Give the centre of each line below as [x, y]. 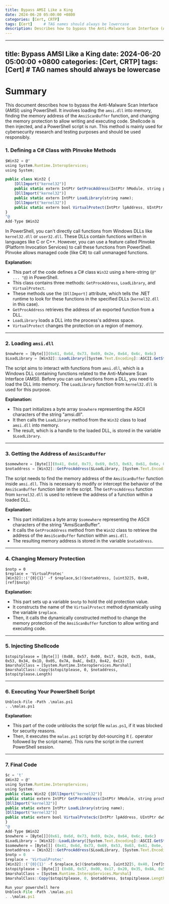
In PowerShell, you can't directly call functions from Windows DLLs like [79, 231]
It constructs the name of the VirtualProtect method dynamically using [87, 607]
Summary [26, 91]
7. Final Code [21, 765]
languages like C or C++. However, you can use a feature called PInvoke [80, 242]
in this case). [26, 304]
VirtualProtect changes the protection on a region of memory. [78, 326]
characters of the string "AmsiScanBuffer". [57, 525]
